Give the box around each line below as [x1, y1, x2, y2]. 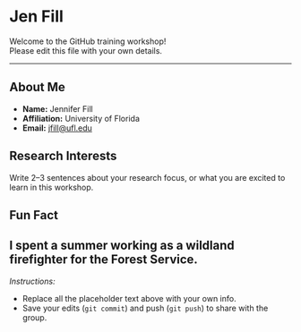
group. [21, 311, 47, 323]
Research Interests [9, 149, 117, 164]
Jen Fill [9, 6, 64, 27]
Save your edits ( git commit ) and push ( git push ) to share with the [21, 302, 269, 313]
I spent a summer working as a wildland [9, 238, 235, 253]
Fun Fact [9, 208, 58, 223]
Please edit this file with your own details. [9, 45, 163, 55]
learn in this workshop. [9, 182, 94, 192]
